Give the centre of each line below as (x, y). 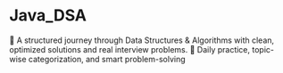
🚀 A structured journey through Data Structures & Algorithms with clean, (142, 40)
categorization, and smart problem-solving (107, 59)
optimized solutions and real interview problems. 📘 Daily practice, (130, 49)
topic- (263, 49)
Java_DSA (48, 16)
